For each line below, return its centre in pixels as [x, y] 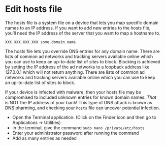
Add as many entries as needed [45, 138]
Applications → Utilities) [36, 122]
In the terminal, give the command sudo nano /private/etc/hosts [78, 128]
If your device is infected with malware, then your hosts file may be [73, 92]
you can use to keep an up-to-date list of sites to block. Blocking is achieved [83, 61]
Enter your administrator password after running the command [76, 133]
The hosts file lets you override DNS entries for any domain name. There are [82, 51]
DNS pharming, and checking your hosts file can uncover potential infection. [82, 108]
